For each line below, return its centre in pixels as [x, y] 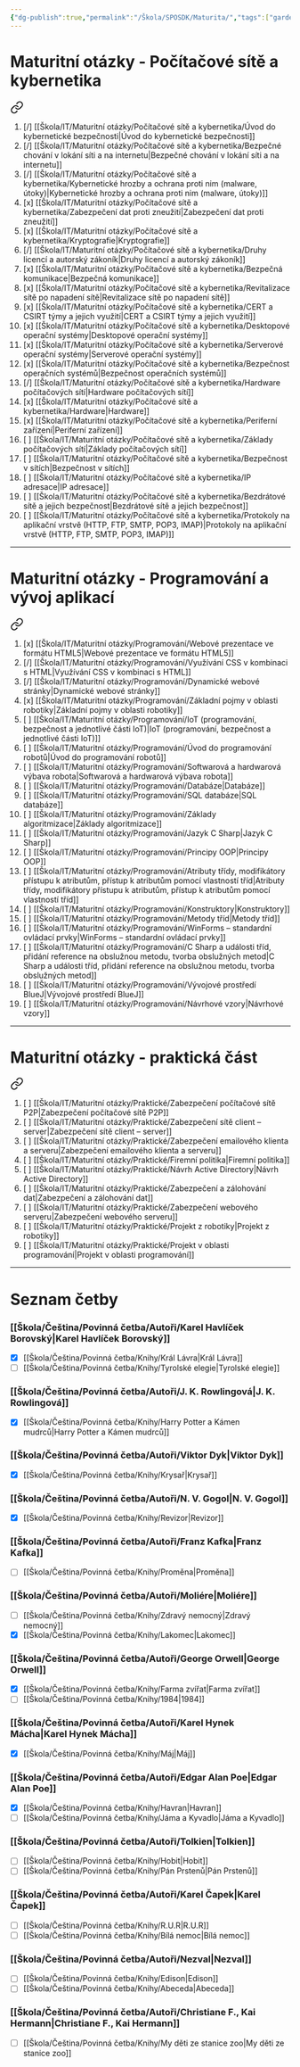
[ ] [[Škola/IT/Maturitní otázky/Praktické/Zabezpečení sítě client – [142, 1122]
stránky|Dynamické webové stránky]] [92, 690]
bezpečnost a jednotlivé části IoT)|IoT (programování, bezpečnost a [147, 729]
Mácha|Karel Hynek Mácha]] [73, 1734]
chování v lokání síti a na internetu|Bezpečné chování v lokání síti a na [151, 155]
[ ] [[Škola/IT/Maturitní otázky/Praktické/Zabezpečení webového [141, 1207]
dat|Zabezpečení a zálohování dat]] [88, 1198]
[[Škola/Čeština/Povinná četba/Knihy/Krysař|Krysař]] [120, 1475]
